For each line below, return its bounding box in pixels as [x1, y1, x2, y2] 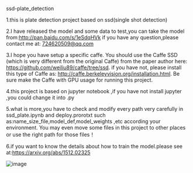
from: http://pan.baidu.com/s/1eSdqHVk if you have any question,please [6, 34, 179, 40]
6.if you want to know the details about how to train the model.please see [6, 143, 183, 150]
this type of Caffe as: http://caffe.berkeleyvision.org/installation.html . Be [6, 70, 180, 77]
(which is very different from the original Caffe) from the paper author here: [6, 58, 188, 65]
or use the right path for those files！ [6, 131, 95, 138]
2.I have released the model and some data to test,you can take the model [6, 28, 185, 35]
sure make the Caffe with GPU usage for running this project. [6, 76, 153, 83]
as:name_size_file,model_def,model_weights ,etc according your [6, 118, 161, 125]
